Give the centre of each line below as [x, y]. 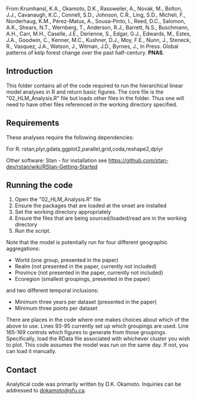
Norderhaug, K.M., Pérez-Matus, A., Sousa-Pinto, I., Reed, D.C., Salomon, [96, 21]
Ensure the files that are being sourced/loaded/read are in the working [101, 218]
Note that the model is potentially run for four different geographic [87, 242]
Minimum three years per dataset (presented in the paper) [86, 302]
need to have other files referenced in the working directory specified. [92, 104]
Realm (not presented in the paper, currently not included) [86, 267]
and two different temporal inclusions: [53, 290]
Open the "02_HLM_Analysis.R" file [58, 199]
